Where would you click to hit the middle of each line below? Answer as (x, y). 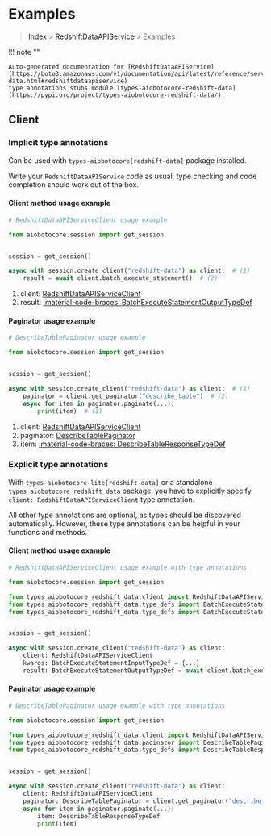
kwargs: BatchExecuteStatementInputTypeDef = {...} (111, 663)
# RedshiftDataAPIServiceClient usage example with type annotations (128, 568)
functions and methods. (48, 532)
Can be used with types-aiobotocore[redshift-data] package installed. (127, 160)
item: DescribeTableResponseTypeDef (99, 816)
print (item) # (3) (70, 411)
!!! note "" (24, 52)
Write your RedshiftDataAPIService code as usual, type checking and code (133, 176)
